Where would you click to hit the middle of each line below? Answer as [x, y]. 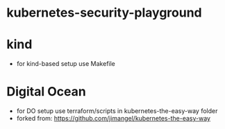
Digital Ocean [46, 92]
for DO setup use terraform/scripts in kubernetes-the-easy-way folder [117, 111]
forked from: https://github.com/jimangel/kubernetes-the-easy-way [114, 119]
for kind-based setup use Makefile [66, 64]
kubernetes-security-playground [104, 13]
